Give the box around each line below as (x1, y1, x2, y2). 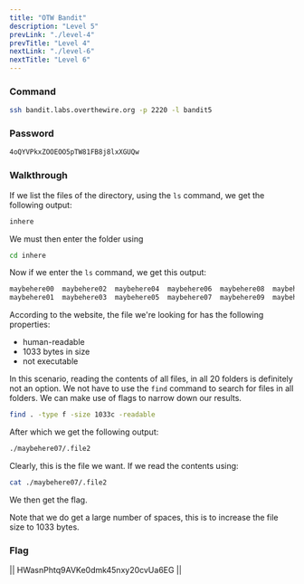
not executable (22, 356, 79, 367)
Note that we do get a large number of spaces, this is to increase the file (9, 512, 279, 522)
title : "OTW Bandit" (9, 13, 88, 23)
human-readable (22, 337, 85, 348)
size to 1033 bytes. (9, 522, 80, 532)
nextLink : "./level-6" (9, 47, 95, 56)
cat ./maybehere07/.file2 (9, 477, 107, 487)
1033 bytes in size (22, 346, 90, 358)
